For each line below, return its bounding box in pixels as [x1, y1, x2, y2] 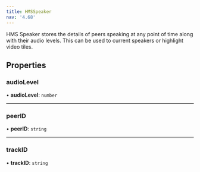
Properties [6, 60, 46, 70]
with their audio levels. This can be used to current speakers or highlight [6, 37, 183, 44]
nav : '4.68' [6, 14, 36, 20]
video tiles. [6, 43, 33, 50]
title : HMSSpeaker [6, 8, 52, 15]
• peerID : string [6, 125, 47, 132]
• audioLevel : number [6, 91, 58, 98]
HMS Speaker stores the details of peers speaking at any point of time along [6, 30, 193, 37]
